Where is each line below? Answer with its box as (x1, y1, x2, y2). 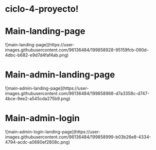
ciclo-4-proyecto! (5, 3, 79, 15)
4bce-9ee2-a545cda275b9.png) (5, 96, 70, 102)
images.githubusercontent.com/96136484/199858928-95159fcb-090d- (5, 47, 149, 53)
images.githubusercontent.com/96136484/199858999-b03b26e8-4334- (5, 134, 152, 140)
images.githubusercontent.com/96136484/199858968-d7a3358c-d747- (5, 91, 150, 96)
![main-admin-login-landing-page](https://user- (5, 129, 101, 134)
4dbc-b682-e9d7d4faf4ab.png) (5, 52, 69, 58)
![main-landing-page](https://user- (5, 42, 75, 48)
